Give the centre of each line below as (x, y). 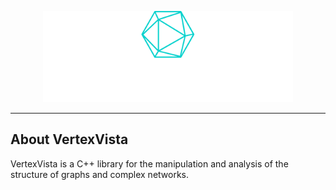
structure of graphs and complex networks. (100, 174)
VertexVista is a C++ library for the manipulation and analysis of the (149, 163)
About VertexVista (69, 139)
